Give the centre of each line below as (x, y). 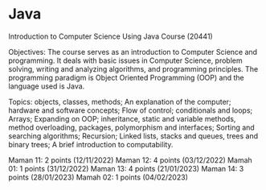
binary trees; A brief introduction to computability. (91, 144)
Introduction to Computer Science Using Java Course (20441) (110, 36)
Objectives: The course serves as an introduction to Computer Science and (133, 52)
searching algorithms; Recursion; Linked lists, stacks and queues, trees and (133, 136)
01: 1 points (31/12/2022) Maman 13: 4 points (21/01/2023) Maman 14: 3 (126, 168)
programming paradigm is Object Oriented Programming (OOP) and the (126, 77)
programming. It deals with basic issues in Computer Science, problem (125, 60)
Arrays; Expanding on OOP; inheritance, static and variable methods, (122, 118)
